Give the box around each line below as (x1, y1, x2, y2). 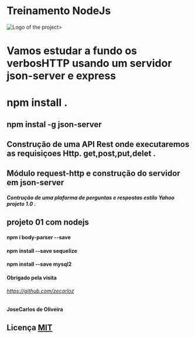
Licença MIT (6, 323, 53, 333)
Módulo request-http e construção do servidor (6, 169, 180, 179)
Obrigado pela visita (6, 274, 57, 281)
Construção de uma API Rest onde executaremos (6, 139, 190, 149)
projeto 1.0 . (6, 200, 36, 208)
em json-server (6, 178, 64, 188)
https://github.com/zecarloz (6, 287, 75, 295)
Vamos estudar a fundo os (6, 44, 137, 58)
